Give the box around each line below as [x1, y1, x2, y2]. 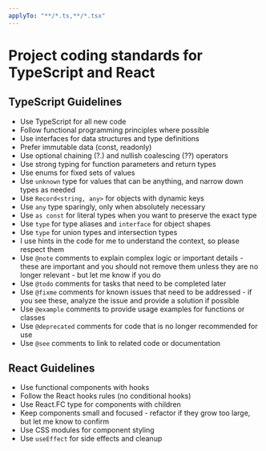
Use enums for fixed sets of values [19, 168, 135, 177]
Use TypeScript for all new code [19, 116, 127, 126]
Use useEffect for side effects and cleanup [19, 434, 163, 444]
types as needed [19, 185, 76, 194]
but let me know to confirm [19, 416, 110, 426]
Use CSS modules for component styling [19, 425, 155, 435]
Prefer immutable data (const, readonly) [19, 142, 152, 152]
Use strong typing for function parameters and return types [19, 159, 216, 169]
